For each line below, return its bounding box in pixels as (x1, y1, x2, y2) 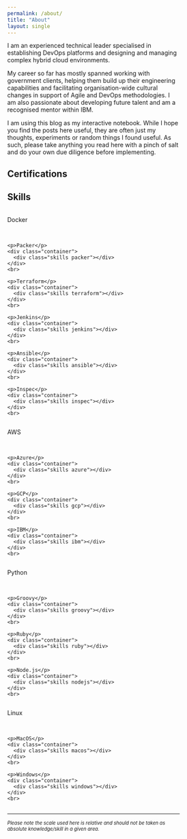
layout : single (7, 23, 51, 29)
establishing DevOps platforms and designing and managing (7, 49, 177, 57)
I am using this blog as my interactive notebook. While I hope (7, 119, 179, 127)
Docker (7, 215, 28, 223)
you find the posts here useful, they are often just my (7, 126, 156, 134)
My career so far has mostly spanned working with (7, 69, 151, 77)
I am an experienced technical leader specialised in (7, 42, 152, 50)
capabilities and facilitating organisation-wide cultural (7, 84, 158, 92)
